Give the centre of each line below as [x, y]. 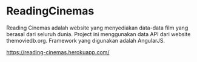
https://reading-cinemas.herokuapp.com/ [58, 52]
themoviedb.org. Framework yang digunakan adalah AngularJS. [86, 40]
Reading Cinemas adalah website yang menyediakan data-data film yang [97, 28]
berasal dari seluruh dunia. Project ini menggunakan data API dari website [98, 34]
